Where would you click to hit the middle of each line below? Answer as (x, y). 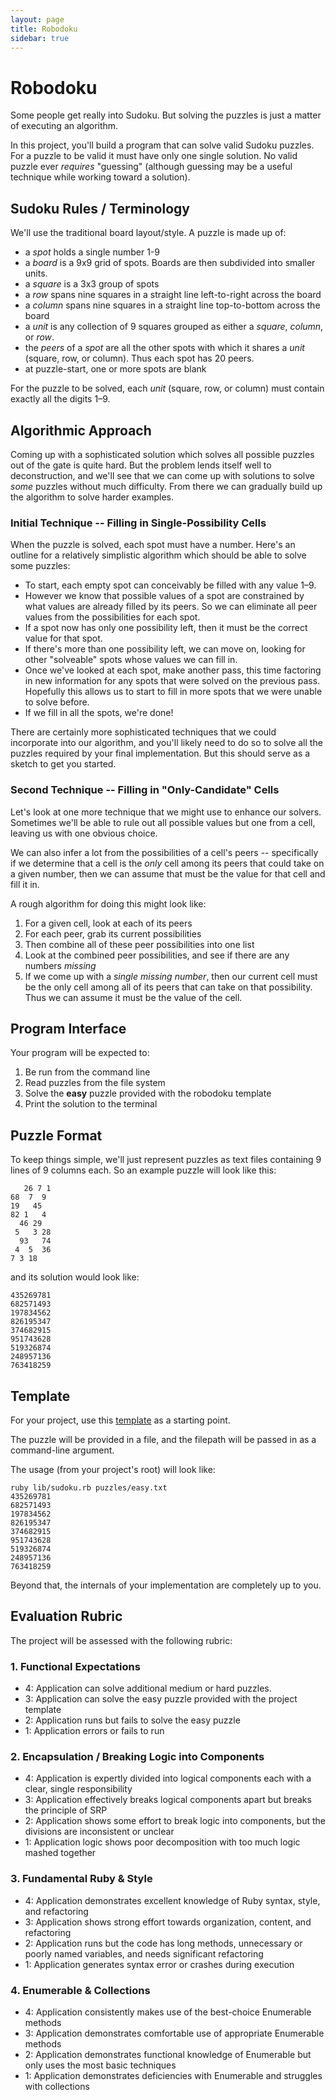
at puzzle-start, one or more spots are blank (115, 369)
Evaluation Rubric (66, 1616)
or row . (39, 337)
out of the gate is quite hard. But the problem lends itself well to (141, 465)
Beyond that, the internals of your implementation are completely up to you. (166, 1585)
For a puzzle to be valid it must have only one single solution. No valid (154, 156)
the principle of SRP (66, 1810)
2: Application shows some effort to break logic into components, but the (175, 1821)
